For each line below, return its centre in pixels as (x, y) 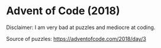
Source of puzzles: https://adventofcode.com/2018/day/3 (76, 39)
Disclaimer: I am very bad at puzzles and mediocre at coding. (81, 27)
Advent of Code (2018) (63, 11)
